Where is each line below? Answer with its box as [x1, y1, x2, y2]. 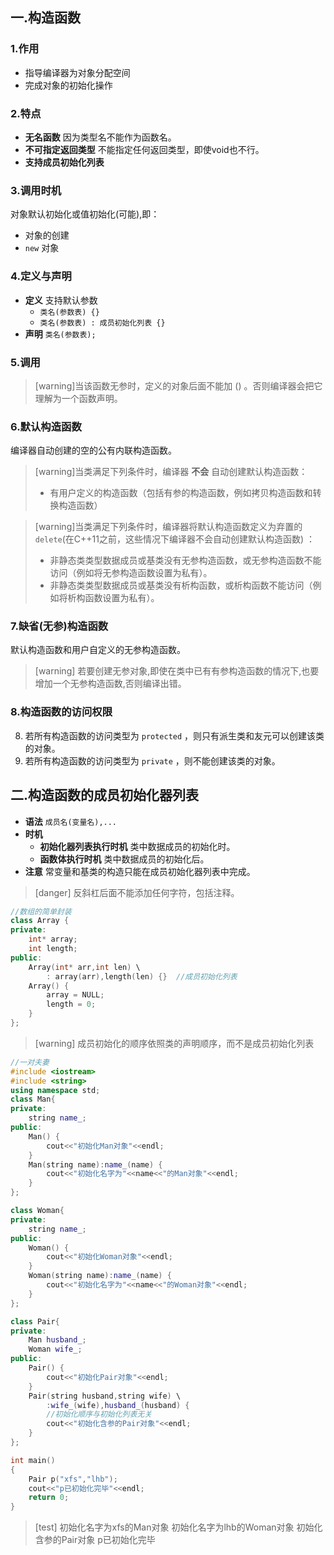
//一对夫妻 [10, 1057, 50, 1067]
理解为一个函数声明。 [34, 392, 123, 404]
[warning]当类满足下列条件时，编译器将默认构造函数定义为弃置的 [34, 521, 303, 533]
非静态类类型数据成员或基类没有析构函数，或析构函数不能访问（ [49, 579, 313, 592]
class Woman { [10, 1206, 65, 1216]
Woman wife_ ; [28, 1344, 83, 1355]
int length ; [28, 944, 78, 954]
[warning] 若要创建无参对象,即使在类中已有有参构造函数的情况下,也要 [34, 665, 320, 677]
